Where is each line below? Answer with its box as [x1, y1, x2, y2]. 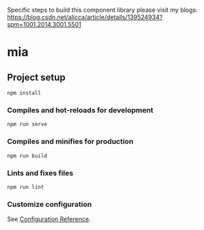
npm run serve [7, 121, 48, 128]
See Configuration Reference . [7, 215, 91, 223]
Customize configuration [7, 199, 92, 209]
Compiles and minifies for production [7, 137, 133, 146]
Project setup [7, 71, 66, 83]
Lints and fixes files [7, 168, 74, 177]
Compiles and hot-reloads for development [7, 105, 154, 115]
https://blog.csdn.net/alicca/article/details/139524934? [7, 13, 163, 21]
